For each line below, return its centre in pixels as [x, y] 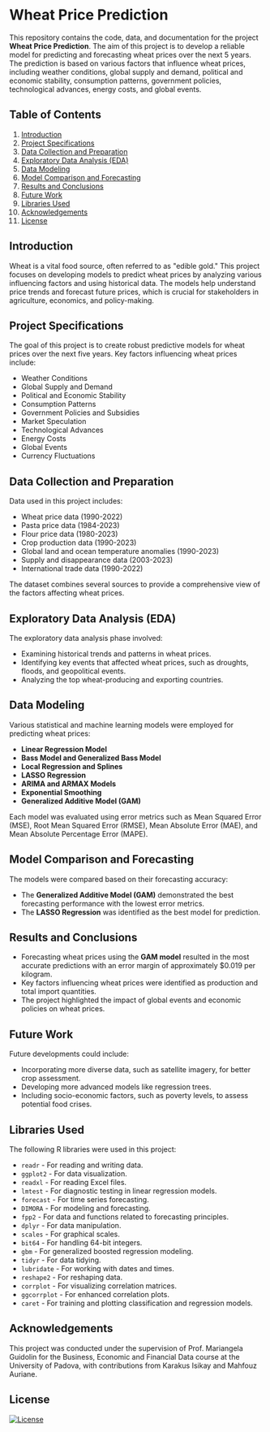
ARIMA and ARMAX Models [69, 783]
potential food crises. [56, 1104]
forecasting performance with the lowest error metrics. [113, 903]
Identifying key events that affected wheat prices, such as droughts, [135, 662]
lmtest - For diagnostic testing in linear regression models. [119, 1191]
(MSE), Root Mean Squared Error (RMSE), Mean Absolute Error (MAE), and [133, 825]
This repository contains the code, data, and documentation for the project [134, 37]
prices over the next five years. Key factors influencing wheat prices [123, 354]
